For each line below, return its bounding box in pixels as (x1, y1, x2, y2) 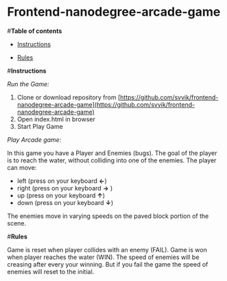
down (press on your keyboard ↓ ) (16, 198, 114, 206)
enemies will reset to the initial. (7, 267, 95, 276)
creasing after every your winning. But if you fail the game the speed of (7, 260, 208, 268)
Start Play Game (16, 122, 63, 130)
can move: (7, 163, 37, 171)
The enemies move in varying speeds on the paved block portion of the (7, 212, 209, 220)
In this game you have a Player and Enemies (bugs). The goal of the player (7, 149, 217, 157)
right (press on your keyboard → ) (16, 184, 113, 192)
